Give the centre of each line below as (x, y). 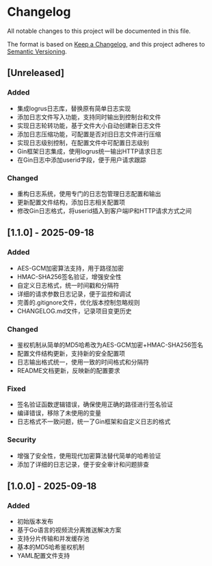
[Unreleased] (36, 73)
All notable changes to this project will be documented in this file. (99, 31)
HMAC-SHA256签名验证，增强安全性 (69, 276)
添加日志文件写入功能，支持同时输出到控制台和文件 (89, 116)
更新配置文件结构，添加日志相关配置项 (71, 202)
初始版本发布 (35, 521)
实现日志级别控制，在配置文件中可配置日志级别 (83, 143)
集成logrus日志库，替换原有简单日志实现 (74, 108)
